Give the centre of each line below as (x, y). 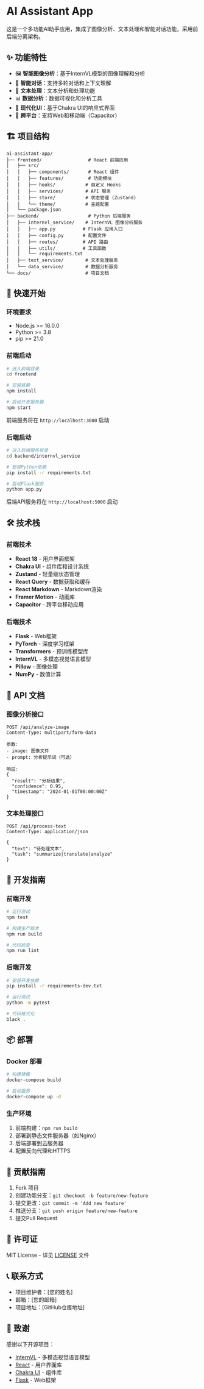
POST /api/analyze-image (38, 727)
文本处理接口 (25, 813)
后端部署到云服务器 (39, 1143)
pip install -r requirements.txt (49, 473)
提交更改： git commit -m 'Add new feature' (71, 1203)
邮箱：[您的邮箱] (36, 1299)
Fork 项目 (27, 1188)
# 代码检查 (18, 945)
